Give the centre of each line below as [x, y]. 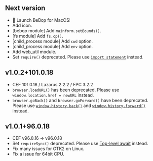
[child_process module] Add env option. [52, 46]
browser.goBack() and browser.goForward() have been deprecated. [80, 100]
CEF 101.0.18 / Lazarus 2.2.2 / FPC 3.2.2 [53, 84]
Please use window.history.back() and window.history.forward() [79, 106]
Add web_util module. [34, 52]
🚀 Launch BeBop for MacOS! [41, 20]
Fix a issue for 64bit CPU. [38, 154]
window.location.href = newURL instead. [53, 95]
